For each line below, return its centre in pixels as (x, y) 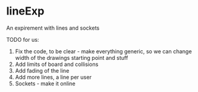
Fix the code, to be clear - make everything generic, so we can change (103, 51)
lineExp (25, 11)
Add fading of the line (42, 70)
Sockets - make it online (45, 84)
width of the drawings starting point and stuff (71, 57)
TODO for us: (23, 39)
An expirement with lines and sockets (53, 28)
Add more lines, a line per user (53, 77)
